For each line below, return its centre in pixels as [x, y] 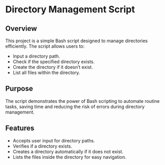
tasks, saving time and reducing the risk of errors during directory [75, 106]
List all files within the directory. [47, 72]
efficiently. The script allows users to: [45, 46]
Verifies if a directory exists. [42, 146]
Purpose [19, 89]
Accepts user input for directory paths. [54, 140]
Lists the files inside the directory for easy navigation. [70, 157]
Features [20, 128]
